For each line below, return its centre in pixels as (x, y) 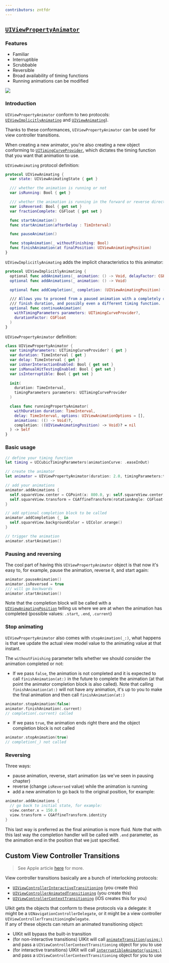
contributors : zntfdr (28, 10)
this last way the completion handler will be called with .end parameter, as (82, 835)
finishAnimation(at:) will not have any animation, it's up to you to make (87, 689)
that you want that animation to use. (42, 155)
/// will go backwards (29, 589)
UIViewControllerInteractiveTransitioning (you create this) (75, 887)
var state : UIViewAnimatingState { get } (54, 179)
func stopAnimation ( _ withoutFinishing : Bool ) (59, 243)
